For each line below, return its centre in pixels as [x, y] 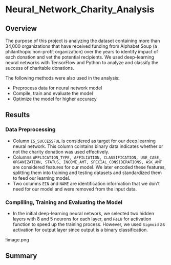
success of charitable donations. [40, 68]
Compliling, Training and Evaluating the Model [64, 202]
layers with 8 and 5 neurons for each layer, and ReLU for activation [82, 219]
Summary [21, 256]
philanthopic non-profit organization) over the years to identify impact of [82, 52]
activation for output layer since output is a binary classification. [80, 230]
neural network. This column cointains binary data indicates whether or [88, 146]
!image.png [17, 239]
